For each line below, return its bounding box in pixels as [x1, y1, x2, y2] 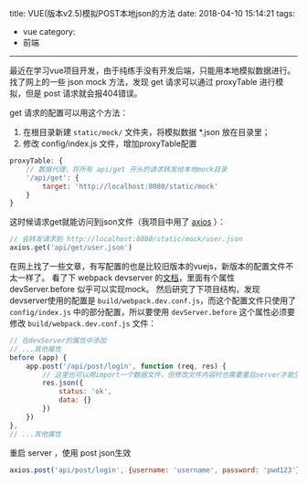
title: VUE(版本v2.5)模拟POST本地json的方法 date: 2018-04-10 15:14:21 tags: [9, 8, 295, 18]
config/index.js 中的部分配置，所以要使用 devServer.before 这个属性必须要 [9, 307, 295, 317]
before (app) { [9, 352, 68, 363]
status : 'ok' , [58, 387, 112, 396]
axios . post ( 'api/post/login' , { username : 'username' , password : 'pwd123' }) [9, 465, 304, 475]
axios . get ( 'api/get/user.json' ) [9, 243, 132, 253]
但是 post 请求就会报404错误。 [25, 88, 143, 99]
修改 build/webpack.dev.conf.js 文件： [9, 318, 157, 329]
